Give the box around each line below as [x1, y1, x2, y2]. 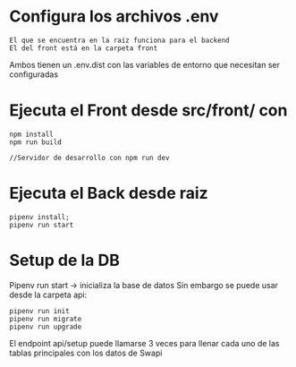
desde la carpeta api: [9, 289, 88, 300]
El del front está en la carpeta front [9, 43, 158, 53]
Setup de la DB [9, 251, 121, 270]
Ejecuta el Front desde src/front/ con [9, 100, 288, 121]
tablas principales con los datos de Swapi [9, 347, 163, 358]
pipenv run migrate [9, 314, 82, 323]
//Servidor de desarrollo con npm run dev [9, 153, 170, 162]
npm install [9, 130, 54, 139]
